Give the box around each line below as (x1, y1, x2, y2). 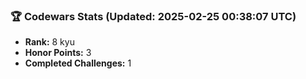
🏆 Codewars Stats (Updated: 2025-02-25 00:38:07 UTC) (10, 9, 297, 23)
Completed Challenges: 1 (24, 57, 132, 69)
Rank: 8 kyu (24, 36, 75, 48)
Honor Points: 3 (24, 47, 92, 59)
